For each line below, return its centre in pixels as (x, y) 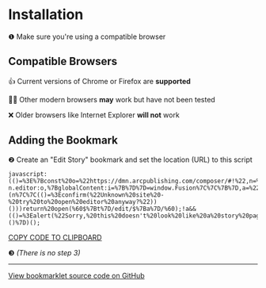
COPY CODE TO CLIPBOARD (55, 237)
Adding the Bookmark (63, 140)
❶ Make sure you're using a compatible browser (87, 36)
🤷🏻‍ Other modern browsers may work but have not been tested (112, 99)
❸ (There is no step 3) (44, 252)
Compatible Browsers (63, 61)
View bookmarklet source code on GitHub (76, 275)
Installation (46, 15)
